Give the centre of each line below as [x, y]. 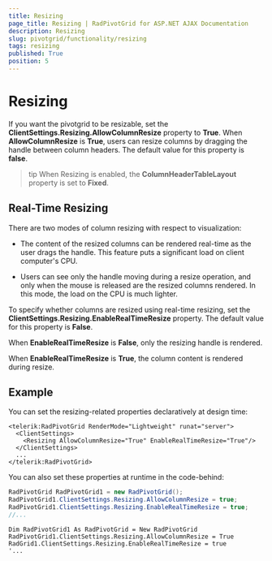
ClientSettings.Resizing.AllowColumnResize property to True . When [125, 132]
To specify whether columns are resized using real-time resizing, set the [130, 309]
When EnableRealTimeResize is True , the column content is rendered [126, 358]
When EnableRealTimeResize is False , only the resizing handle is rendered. [136, 343]
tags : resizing [34, 46]
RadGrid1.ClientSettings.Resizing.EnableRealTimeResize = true [118, 544]
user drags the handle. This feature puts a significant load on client [132, 252]
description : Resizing [47, 31]
